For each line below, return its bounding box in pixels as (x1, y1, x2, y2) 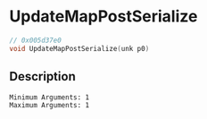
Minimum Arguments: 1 (9, 92, 90, 102)
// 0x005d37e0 (9, 36, 62, 45)
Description (9, 69, 76, 84)
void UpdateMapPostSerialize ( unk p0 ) (9, 44, 150, 53)
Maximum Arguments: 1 (9, 100, 90, 109)
